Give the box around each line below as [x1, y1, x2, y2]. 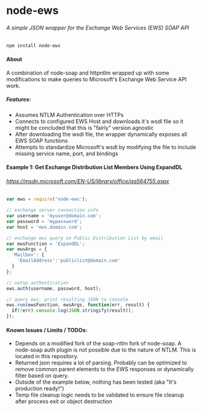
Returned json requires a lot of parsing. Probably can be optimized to [15, 359, 187, 367]
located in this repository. [15, 353, 79, 360]
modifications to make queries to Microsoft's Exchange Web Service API [6, 75, 187, 82]
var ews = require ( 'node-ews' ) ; [6, 196, 88, 202]
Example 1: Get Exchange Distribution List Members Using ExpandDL [6, 164, 183, 171]
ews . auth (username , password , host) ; [6, 286, 102, 292]
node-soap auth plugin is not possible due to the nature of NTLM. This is [15, 346, 197, 353]
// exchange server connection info [6, 207, 99, 213]
